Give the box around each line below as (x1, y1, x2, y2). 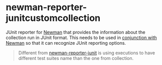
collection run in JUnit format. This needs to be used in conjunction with (6, 35, 157, 41)
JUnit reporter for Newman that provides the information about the (6, 29, 146, 35)
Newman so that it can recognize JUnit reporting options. (6, 40, 126, 46)
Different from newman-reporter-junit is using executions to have (18, 50, 155, 56)
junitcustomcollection (6, 12, 101, 24)
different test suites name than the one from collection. (18, 55, 134, 61)
